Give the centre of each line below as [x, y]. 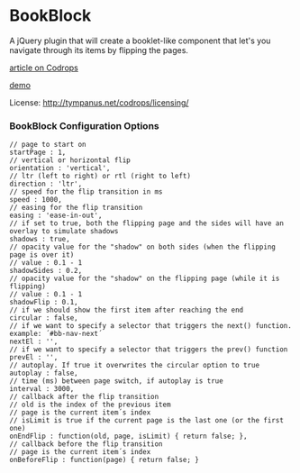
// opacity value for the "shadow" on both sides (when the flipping [143, 247]
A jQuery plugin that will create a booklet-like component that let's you [140, 41]
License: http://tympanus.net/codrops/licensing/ [99, 102]
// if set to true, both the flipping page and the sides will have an [146, 223]
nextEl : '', [34, 342]
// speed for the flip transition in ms [86, 192]
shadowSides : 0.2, [46, 271]
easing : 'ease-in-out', [56, 216]
